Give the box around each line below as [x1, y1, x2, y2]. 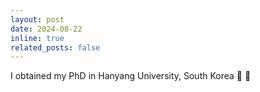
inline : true [10, 33, 65, 43]
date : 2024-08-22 [10, 24, 83, 34]
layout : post [10, 14, 65, 25]
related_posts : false [10, 42, 101, 53]
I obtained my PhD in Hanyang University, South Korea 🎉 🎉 [10, 70, 252, 82]
